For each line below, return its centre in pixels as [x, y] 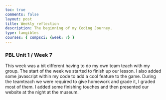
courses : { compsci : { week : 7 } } [40, 38]
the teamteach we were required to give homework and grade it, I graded [80, 82]
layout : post [19, 19]
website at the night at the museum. [42, 92]
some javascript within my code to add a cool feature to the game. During [81, 76]
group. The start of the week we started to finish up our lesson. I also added [83, 71]
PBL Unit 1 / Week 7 [29, 55]
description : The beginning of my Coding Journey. [59, 28]
